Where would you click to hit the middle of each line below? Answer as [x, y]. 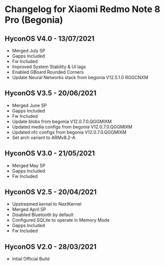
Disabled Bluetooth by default [43, 215]
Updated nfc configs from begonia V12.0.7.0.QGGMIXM [69, 132]
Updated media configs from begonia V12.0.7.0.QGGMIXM [72, 126]
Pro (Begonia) [34, 20]
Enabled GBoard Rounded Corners [48, 72]
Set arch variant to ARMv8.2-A [44, 138]
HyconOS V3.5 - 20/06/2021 [51, 93]
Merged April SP [29, 210]
